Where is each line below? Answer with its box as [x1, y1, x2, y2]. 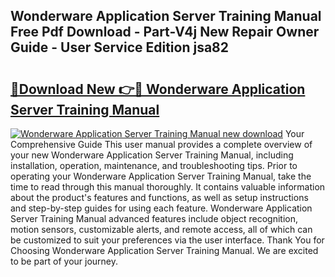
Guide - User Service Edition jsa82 [10, 39, 230, 56]
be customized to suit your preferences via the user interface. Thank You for [10, 234, 325, 246]
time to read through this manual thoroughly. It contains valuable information [10, 181, 326, 193]
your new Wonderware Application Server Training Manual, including [10, 149, 294, 161]
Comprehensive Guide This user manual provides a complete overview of [10, 139, 313, 150]
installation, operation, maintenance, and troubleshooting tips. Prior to [10, 160, 298, 171]
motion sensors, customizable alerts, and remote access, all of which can [10, 224, 313, 235]
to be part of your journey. [10, 255, 119, 267]
